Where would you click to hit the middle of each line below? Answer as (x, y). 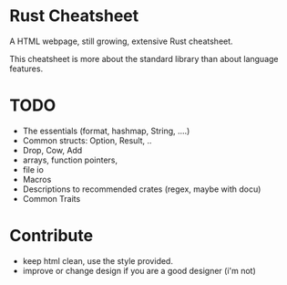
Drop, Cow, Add (52, 150)
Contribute (51, 236)
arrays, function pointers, (70, 160)
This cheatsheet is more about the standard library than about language (144, 58)
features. (26, 69)
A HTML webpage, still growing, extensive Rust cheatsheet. (122, 41)
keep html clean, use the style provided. (97, 260)
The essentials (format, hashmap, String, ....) (106, 131)
